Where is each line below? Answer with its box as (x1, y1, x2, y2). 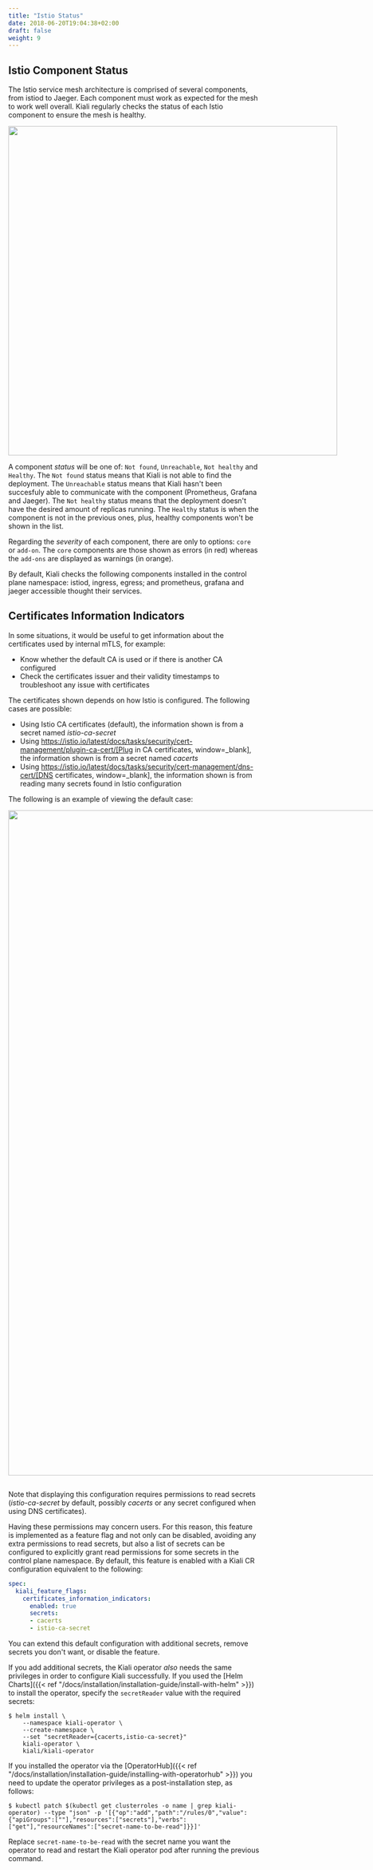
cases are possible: (8, 703, 73, 713)
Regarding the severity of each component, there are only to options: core (8, 537, 251, 547)
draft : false (8, 26, 52, 34)
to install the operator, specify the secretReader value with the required (8, 1688, 241, 1698)
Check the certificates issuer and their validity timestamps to (19, 672, 220, 681)
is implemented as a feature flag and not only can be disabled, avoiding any (8, 1530, 257, 1539)
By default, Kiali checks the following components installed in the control (8, 569, 247, 579)
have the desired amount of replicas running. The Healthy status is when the (8, 505, 259, 514)
